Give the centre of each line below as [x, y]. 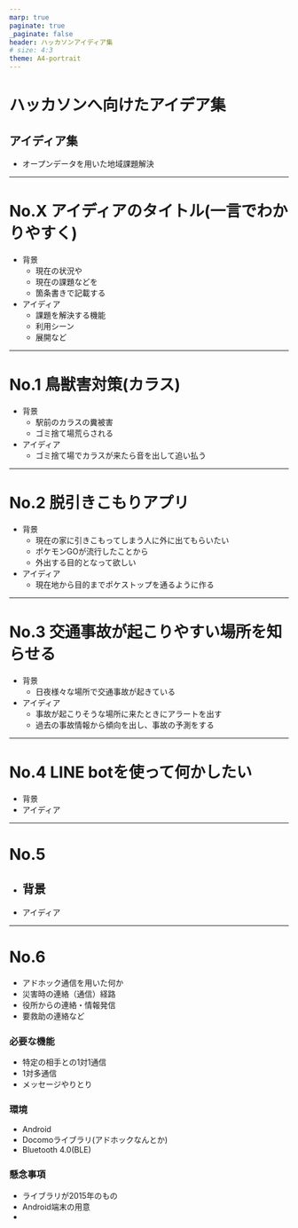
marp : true [29, 17]
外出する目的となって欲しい [86, 562]
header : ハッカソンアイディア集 [61, 42]
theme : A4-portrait [45, 59]
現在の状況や [59, 271]
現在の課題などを [67, 281]
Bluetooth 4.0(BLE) [56, 1150]
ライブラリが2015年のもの [70, 1195]
